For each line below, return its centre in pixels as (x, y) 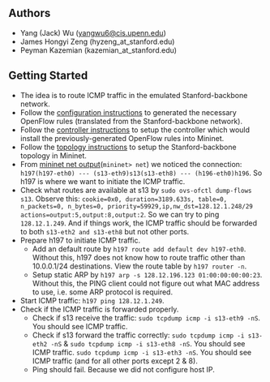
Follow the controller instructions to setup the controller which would (135, 130)
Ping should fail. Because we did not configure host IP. (123, 369)
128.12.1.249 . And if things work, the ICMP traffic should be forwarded (139, 223)
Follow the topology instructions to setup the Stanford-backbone (128, 147)
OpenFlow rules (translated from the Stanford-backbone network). (131, 121)
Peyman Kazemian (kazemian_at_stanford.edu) (98, 50)
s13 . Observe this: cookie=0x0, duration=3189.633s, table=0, (124, 199)
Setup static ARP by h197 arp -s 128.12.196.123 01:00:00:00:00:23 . (147, 274)
